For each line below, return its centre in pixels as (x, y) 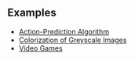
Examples (32, 13)
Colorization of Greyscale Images (73, 40)
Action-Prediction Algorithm (64, 31)
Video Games (41, 48)
